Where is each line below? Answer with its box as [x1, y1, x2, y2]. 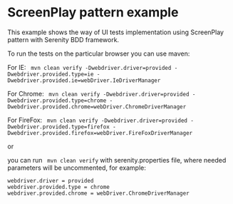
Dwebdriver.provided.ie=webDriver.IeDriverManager [7, 76, 161, 84]
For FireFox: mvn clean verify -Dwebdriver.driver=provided [7, 116, 187, 124]
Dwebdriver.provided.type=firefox [7, 123, 110, 131]
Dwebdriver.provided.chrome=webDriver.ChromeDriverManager [7, 103, 187, 111]
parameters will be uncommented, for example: [7, 163, 146, 172]
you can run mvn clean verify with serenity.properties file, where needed [7, 155, 227, 164]
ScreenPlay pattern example [7, 4, 179, 21]
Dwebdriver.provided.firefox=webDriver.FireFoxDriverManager [7, 129, 193, 136]
